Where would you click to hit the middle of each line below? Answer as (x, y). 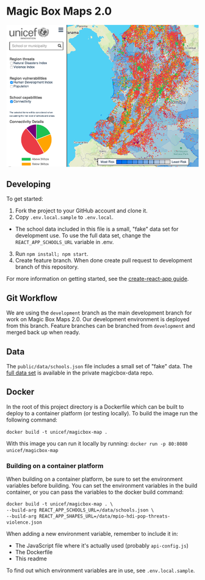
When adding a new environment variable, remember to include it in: (92, 534)
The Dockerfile (34, 552)
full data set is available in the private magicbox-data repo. (80, 373)
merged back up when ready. (43, 332)
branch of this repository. (47, 267)
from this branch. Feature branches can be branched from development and (101, 326)
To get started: (25, 199)
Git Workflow (32, 298)
